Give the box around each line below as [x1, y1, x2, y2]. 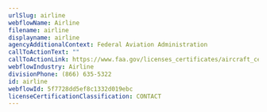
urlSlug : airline [8, 11, 66, 20]
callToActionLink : [8, 56, 69, 64]
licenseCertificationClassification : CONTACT [8, 92, 161, 100]
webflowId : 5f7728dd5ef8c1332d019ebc [8, 84, 133, 93]
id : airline [8, 77, 48, 85]
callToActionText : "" [8, 48, 80, 56]
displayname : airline [8, 33, 80, 42]
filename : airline [8, 26, 69, 34]
